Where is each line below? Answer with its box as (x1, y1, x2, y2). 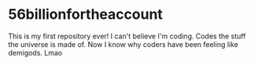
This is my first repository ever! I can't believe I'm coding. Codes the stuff (8, 31, 246, 41)
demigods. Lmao (8, 48, 63, 57)
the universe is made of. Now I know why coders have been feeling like (8, 39, 238, 49)
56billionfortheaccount (8, 5, 164, 23)
